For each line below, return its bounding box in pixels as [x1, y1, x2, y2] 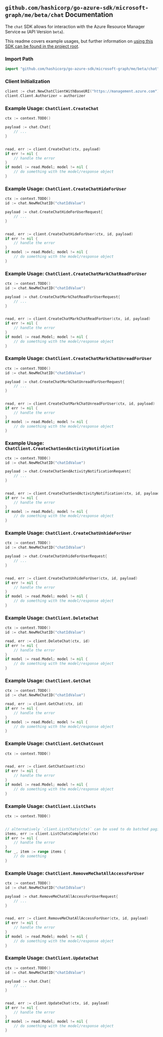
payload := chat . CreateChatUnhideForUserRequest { [5, 554, 108, 559]
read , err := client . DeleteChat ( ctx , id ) [5, 639, 90, 643]
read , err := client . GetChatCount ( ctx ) [5, 764, 86, 769]
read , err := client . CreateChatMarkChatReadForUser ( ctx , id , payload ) [5, 316, 151, 321]
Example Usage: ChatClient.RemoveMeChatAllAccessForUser [5, 870, 145, 876]
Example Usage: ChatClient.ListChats [5, 803, 96, 809]
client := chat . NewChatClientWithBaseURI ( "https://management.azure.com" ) [5, 89, 160, 94]
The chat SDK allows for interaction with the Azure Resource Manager [5, 23, 145, 29]
